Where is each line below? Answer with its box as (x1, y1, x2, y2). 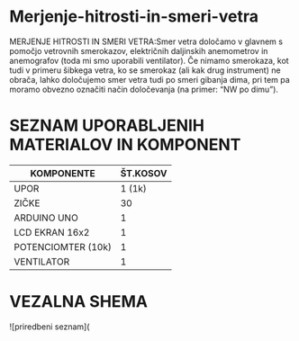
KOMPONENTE (30, 166, 96, 179)
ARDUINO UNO (14, 211, 78, 224)
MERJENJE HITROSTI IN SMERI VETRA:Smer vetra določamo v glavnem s (9, 36, 284, 47)
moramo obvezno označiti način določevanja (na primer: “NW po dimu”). (9, 84, 279, 94)
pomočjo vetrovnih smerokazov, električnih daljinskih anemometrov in (9, 45, 268, 56)
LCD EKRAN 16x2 (14, 226, 90, 238)
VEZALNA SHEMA (9, 292, 149, 312)
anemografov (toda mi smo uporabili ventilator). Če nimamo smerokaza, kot (9, 55, 290, 66)
